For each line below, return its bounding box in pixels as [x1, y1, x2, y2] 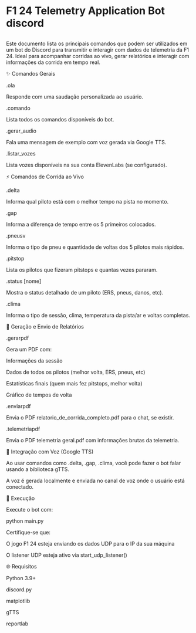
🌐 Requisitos [6, 563, 37, 570]
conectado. [6, 483, 34, 490]
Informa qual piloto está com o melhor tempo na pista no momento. [6, 198, 169, 205]
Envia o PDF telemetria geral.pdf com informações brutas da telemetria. [6, 436, 180, 444]
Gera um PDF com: [6, 346, 52, 353]
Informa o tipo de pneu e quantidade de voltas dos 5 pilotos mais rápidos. [6, 243, 184, 251]
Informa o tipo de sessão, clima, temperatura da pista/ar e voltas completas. [6, 312, 191, 319]
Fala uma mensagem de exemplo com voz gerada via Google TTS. [6, 138, 167, 145]
